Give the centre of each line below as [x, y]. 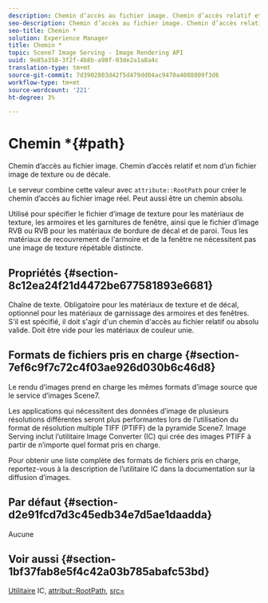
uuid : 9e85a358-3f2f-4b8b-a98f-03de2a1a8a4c [83, 61]
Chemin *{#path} [67, 144]
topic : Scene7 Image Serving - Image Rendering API [96, 53]
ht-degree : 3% [32, 97]
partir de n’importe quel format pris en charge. [85, 445]
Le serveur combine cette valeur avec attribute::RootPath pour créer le [128, 190]
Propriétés [35, 273]
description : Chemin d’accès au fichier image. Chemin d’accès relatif [130, 16]
